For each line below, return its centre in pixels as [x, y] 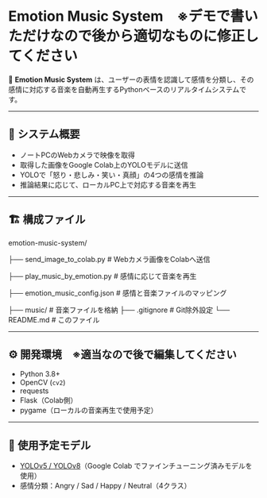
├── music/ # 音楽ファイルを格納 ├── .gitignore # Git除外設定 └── [119, 310]
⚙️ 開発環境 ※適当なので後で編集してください [122, 354]
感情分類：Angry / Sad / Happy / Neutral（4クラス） [105, 486]
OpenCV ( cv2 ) [43, 383]
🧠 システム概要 [44, 135]
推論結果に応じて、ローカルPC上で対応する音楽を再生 [108, 184]
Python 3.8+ [40, 374]
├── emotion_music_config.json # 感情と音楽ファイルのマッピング [118, 293]
